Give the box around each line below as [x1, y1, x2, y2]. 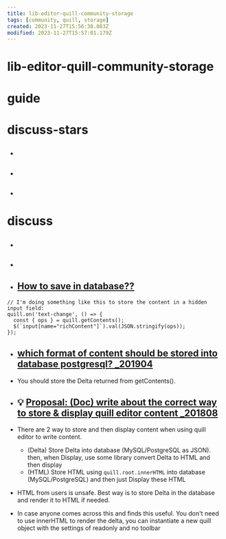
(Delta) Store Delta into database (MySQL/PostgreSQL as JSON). [27, 446, 212, 454]
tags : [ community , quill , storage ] [7, 17, 109, 23]
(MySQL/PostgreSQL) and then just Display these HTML [27, 476, 186, 484]
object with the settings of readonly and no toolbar [16, 524, 161, 532]
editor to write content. [16, 433, 82, 441]
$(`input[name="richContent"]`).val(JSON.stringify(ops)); [13, 323, 186, 330]
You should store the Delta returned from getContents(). [16, 377, 177, 385]
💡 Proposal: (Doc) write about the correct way [16, 397, 218, 408]
